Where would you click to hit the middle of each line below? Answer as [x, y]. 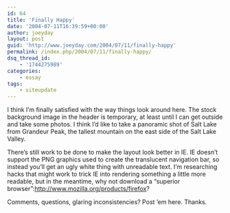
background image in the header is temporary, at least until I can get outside [115, 117]
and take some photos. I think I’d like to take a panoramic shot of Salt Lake [112, 124]
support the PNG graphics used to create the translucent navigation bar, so [113, 159]
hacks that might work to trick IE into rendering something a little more [106, 174]
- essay [30, 77]
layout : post [26, 39]
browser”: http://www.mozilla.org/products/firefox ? [78, 189]
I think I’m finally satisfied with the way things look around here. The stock [112, 110]
